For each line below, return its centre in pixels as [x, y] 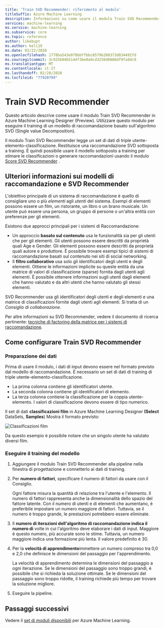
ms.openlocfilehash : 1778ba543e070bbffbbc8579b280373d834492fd [71, 55]
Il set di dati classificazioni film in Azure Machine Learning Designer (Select [82, 412]
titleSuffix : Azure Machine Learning [43, 14]
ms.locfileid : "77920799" [31, 78]
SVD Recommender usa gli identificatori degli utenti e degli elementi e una [80, 297]
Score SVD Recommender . [32, 161]
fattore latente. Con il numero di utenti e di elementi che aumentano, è [82, 504]
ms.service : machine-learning [36, 28]
